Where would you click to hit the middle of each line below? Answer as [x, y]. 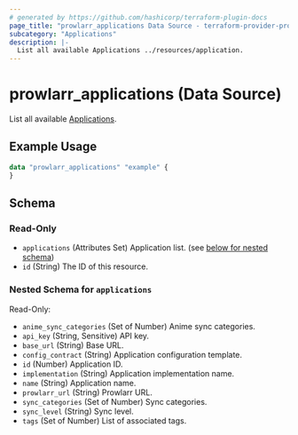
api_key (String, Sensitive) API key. [85, 336]
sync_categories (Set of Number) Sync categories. [114, 401]
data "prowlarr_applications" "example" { [89, 167]
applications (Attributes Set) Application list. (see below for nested [145, 248]
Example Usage [53, 147]
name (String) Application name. [79, 383]
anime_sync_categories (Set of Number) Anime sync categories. [138, 326]
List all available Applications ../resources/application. [130, 51]
